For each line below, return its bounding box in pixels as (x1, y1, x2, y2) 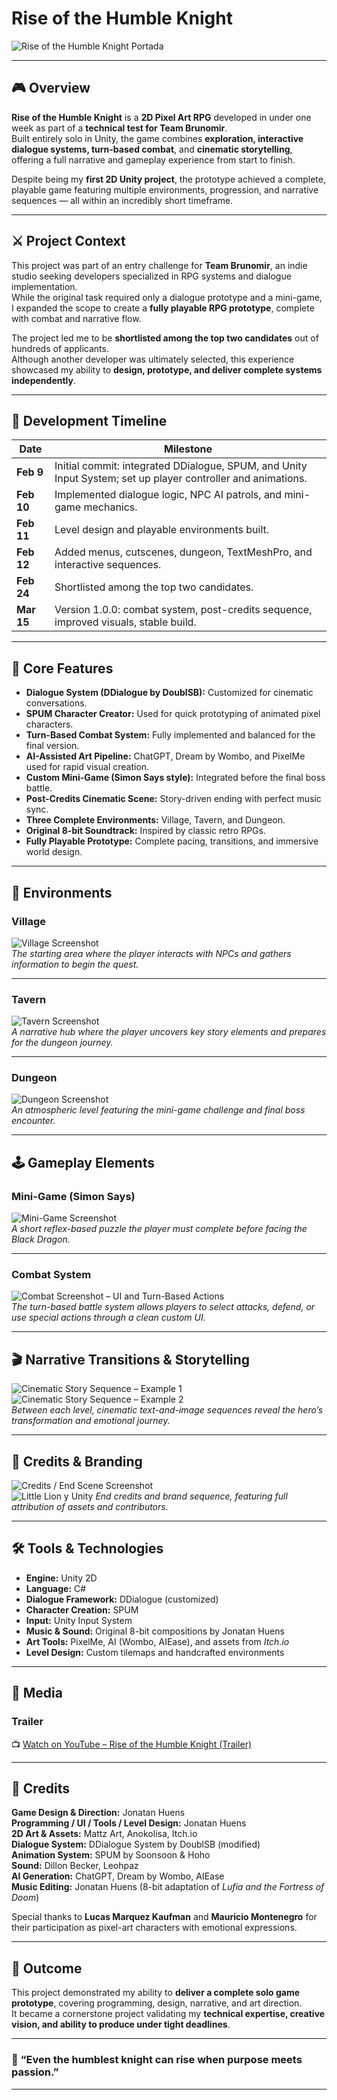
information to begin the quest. (11, 958, 139, 970)
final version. (25, 740, 80, 752)
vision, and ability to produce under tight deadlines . (11, 2018, 231, 2031)
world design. (25, 846, 83, 858)
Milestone (163, 442, 213, 456)
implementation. (11, 280, 78, 292)
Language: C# (25, 1582, 87, 1594)
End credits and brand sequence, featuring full (95, 1490, 288, 1502)
